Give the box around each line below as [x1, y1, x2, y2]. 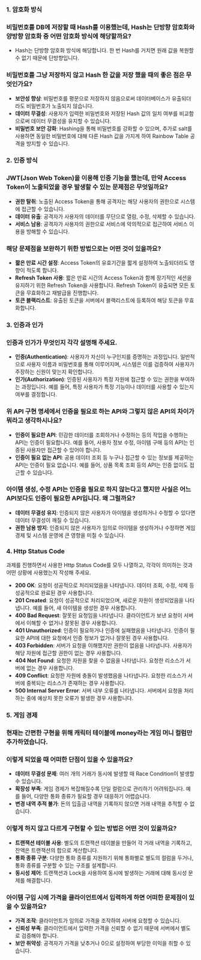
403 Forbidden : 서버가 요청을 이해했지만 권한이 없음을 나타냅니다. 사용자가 [14, 642, 193, 649]
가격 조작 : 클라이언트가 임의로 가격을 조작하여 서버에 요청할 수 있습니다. [14, 917, 181, 924]
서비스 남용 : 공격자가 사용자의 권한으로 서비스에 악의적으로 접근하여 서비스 [14, 220, 188, 227]
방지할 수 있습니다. [26, 140, 70, 147]
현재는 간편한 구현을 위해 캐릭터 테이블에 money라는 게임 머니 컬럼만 [6, 728, 193, 737]
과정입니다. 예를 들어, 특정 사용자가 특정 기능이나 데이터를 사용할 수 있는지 [21, 383, 194, 390]
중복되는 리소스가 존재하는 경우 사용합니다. [26, 680, 126, 687]
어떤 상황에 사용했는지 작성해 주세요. [6, 569, 91, 576]
